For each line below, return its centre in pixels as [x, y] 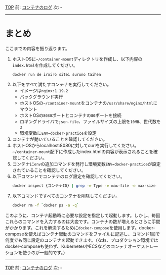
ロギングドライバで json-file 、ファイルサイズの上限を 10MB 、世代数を [90, 121]
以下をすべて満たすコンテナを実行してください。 [62, 84]
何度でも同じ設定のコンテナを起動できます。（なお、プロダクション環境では [82, 240]
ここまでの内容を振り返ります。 [38, 48]
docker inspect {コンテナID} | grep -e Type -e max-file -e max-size [84, 186]
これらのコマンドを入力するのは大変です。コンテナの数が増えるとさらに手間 [83, 221]
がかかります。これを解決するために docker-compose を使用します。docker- [80, 227]
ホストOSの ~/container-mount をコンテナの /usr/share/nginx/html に [89, 103]
